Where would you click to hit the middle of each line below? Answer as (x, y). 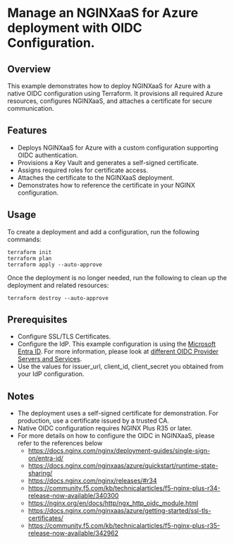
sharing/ (40, 473)
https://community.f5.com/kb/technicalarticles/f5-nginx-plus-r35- (124, 526)
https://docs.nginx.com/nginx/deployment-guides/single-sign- (119, 451)
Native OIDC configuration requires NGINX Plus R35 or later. (105, 428)
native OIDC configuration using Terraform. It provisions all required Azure (115, 93)
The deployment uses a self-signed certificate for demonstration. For (118, 413)
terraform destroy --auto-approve (58, 298)
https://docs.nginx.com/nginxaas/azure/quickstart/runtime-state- (123, 466)
